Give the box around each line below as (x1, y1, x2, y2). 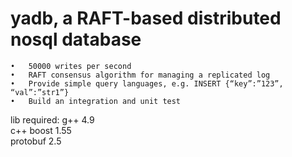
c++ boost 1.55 (10, 124, 72, 136)
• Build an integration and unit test (10, 96, 182, 106)
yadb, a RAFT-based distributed (10, 7, 282, 30)
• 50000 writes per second (10, 61, 132, 71)
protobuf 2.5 (10, 135, 62, 147)
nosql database (10, 28, 142, 51)
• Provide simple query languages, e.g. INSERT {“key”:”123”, (10, 78, 284, 89)
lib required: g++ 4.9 (10, 113, 95, 126)
